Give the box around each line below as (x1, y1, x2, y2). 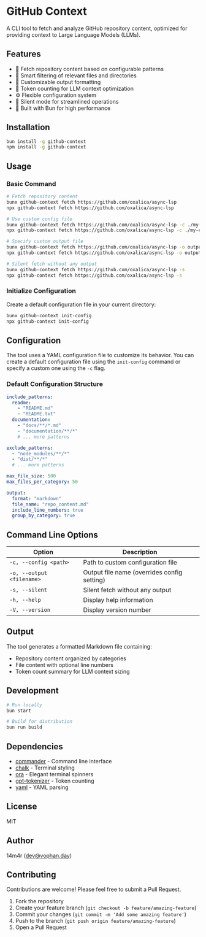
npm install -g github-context (6, 144, 86, 150)
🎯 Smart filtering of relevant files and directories (15, 72, 137, 79)
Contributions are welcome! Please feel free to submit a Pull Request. (6, 885, 181, 893)
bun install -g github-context (6, 138, 86, 145)
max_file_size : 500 (6, 473, 56, 479)
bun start (6, 708, 32, 714)
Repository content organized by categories (15, 655, 127, 662)
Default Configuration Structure (6, 380, 103, 388)
